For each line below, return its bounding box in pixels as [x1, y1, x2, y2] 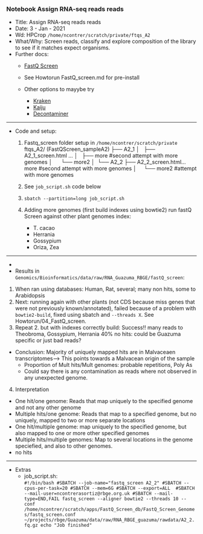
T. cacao [33, 224, 56, 232]
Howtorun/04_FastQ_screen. [14, 317, 86, 325]
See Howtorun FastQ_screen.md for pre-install [24, 74, 140, 81]
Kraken [33, 97, 51, 104]
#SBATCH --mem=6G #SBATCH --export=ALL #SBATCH [70, 485, 195, 492]
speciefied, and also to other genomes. [14, 442, 113, 450]
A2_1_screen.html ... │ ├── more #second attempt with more [24, 152, 178, 159]
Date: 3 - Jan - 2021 [14, 25, 65, 32]
